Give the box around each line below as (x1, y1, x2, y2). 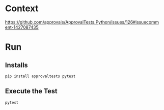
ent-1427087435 (5, 24, 39, 30)
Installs (5, 61, 28, 69)
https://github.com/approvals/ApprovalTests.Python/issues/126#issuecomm (5, 19, 159, 25)
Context (5, 3, 39, 14)
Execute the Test (5, 87, 58, 95)
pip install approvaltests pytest (5, 74, 76, 79)
